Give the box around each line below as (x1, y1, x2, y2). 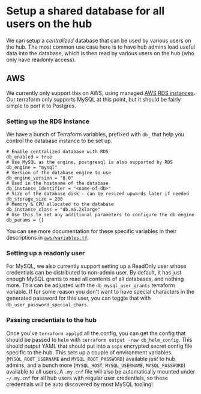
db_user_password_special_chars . (6, 301, 89, 308)
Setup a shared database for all (6, 4, 165, 18)
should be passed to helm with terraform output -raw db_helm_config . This (6, 336, 193, 343)
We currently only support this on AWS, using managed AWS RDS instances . (6, 89, 196, 97)
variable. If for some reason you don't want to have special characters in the (6, 288, 195, 295)
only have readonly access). (6, 56, 76, 63)
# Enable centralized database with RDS (6, 149, 109, 155)
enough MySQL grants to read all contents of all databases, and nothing (6, 275, 184, 283)
